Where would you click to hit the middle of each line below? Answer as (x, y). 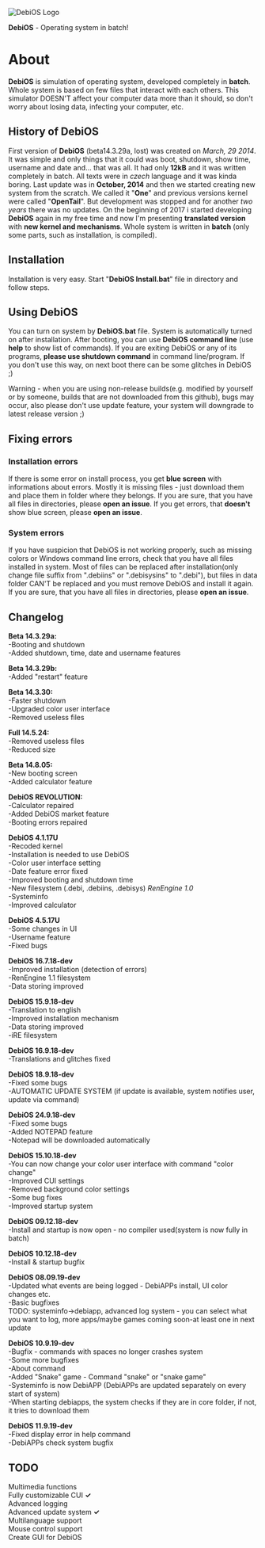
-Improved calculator (42, 905)
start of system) (34, 1394)
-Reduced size (32, 749)
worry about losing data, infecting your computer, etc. (96, 106)
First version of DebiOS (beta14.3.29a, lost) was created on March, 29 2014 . (132, 151)
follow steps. (29, 287)
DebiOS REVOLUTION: (45, 797)
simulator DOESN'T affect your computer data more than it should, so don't (131, 98)
